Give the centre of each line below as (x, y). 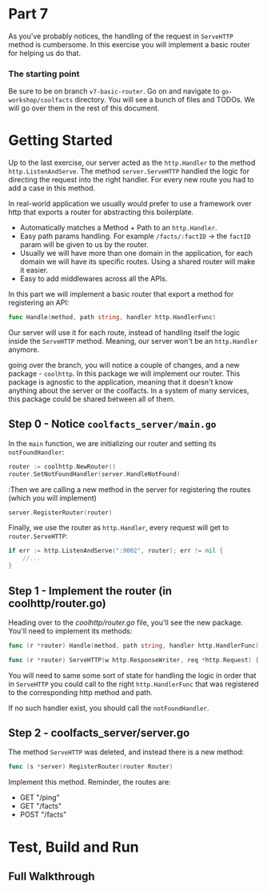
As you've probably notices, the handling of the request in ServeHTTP (121, 36)
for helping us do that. (45, 53)
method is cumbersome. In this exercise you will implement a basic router (129, 44)
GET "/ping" (40, 797)
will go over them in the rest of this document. (84, 108)
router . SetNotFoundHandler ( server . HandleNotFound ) (94, 474)
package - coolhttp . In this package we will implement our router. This (124, 374)
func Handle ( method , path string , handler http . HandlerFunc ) (112, 318)
